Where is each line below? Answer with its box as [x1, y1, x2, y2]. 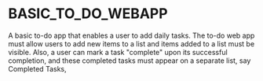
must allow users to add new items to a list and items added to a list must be [8, 39, 255, 48]
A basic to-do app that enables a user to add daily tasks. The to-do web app [8, 31, 255, 40]
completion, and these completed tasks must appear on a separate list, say [8, 56, 251, 65]
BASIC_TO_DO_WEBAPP [8, 5, 168, 23]
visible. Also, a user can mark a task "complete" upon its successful [8, 47, 228, 57]
